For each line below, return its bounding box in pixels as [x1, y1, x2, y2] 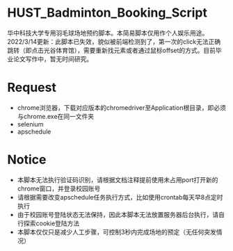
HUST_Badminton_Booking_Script [7, 5, 207, 21]
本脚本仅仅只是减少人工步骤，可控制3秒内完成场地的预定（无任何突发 [17, 227, 217, 236]
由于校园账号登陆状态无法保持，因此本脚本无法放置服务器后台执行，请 [17, 210, 219, 218]
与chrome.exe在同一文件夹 [17, 112, 95, 120]
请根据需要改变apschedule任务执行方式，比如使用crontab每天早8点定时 [17, 193, 223, 201]
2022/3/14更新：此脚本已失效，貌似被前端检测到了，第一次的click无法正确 [7, 37, 221, 46]
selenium [17, 120, 44, 128]
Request [7, 80, 57, 95]
